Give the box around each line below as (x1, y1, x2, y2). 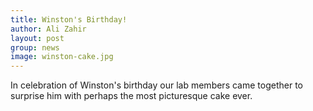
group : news (10, 42, 60, 53)
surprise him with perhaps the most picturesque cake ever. (10, 90, 253, 102)
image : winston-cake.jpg (10, 52, 114, 62)
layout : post (10, 33, 65, 43)
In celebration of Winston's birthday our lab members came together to (10, 79, 303, 91)
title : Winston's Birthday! (10, 14, 128, 25)
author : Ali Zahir (10, 24, 87, 34)
